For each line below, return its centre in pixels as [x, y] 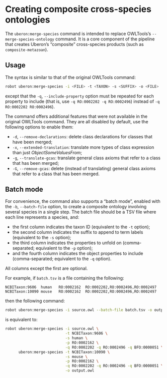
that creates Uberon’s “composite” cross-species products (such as [75, 44]
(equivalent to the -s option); [42, 238]
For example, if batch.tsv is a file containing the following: [65, 278]
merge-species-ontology [30, 39]
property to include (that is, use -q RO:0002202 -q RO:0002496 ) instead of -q [83, 101]
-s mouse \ [77, 357]
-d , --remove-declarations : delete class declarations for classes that [82, 136]
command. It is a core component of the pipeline [105, 39]
